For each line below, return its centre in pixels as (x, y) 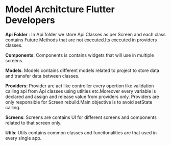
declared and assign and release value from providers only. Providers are (82, 96)
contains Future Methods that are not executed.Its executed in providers (81, 40)
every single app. (23, 138)
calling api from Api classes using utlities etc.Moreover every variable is (81, 91)
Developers (30, 20)
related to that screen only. (33, 123)
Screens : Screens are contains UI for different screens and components (81, 117)
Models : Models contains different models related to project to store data (82, 70)
